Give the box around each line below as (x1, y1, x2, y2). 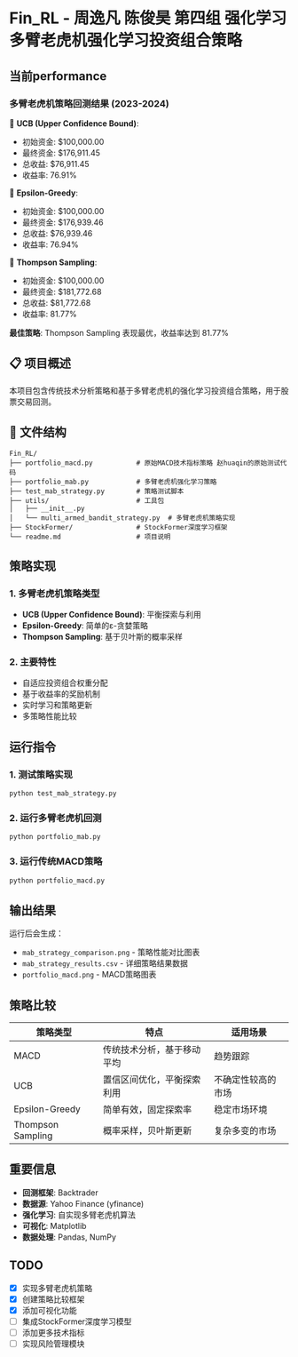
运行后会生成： (9, 928, 64, 938)
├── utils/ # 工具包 (9, 496, 165, 505)
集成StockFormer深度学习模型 (21, 1316, 132, 1327)
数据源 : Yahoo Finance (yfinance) (21, 1198, 145, 1209)
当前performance (9, 68, 107, 84)
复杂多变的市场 (214, 1125, 277, 1137)
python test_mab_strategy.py (9, 789, 117, 798)
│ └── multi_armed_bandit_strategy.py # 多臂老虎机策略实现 (9, 513, 236, 523)
